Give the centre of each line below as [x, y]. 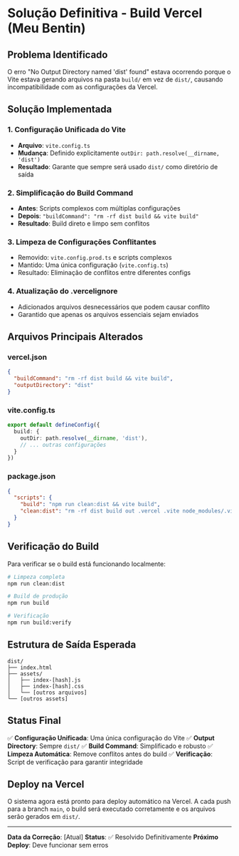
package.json [31, 476]
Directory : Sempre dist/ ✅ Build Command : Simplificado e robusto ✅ [110, 746]
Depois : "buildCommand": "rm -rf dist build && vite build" [108, 216]
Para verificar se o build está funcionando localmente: [86, 564]
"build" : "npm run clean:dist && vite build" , [90, 505]
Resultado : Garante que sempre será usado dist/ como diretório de [118, 166]
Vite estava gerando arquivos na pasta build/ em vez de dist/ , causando [115, 79]
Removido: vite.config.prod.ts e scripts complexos [95, 258]
